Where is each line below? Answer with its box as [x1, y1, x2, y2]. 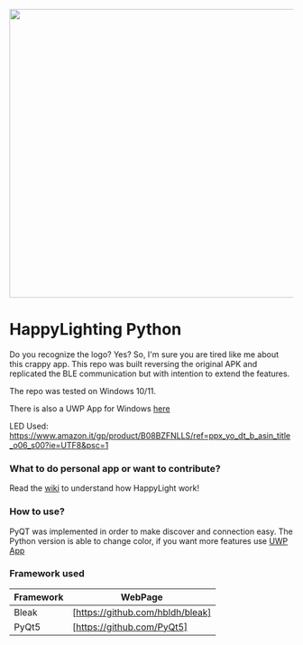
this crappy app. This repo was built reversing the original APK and [9, 358, 258, 369]
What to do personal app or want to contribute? [9, 462, 221, 475]
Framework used [9, 567, 86, 580]
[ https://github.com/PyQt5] [71, 621, 188, 633]
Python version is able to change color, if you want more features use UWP [9, 535, 289, 546]
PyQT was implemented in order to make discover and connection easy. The [9, 526, 293, 537]
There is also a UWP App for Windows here [9, 402, 170, 414]
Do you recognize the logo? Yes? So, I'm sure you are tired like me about [9, 348, 280, 360]
